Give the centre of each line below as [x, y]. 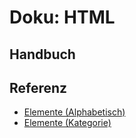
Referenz [38, 87]
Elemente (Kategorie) [67, 123]
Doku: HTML [62, 17]
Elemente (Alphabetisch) [74, 112]
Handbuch [42, 54]
